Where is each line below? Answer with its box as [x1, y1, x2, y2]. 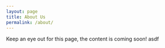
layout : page [6, 8, 38, 15]
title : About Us [6, 14, 46, 20]
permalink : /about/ [6, 19, 54, 25]
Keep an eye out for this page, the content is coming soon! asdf [6, 36, 159, 43]
